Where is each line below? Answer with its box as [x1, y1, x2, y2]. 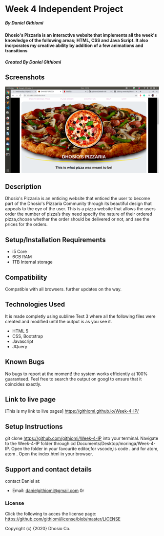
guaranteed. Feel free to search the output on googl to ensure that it [5, 376, 142, 382]
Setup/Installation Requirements [5, 236, 106, 244]
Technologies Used [5, 300, 65, 309]
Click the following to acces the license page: [5, 511, 97, 517]
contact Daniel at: [5, 478, 41, 484]
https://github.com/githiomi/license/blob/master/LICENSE [5, 516, 121, 522]
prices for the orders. [5, 222, 48, 227]
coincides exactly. [5, 381, 41, 387]
